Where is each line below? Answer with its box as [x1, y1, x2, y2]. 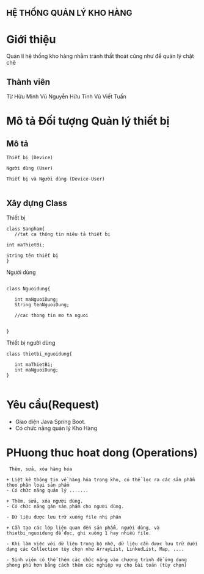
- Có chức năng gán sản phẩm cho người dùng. [6, 503, 124, 509]
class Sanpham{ [6, 226, 45, 232]
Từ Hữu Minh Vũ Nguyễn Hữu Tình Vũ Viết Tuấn [6, 93, 126, 100]
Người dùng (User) [6, 165, 53, 171]
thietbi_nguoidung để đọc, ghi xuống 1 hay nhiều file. [6, 530, 151, 536]
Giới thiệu [6, 32, 56, 46]
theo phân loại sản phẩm [6, 482, 70, 488]
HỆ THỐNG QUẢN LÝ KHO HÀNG [6, 8, 133, 18]
